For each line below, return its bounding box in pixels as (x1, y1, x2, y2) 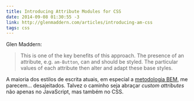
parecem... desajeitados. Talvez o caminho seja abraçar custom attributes (6, 82, 185, 89)
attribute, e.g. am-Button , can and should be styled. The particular (20, 58, 178, 65)
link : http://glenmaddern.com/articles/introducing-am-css (6, 19, 153, 25)
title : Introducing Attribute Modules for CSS (6, 8, 122, 15)
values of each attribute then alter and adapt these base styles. (20, 65, 173, 72)
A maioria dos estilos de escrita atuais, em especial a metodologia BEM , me (6, 76, 188, 83)
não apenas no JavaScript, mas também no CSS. (6, 88, 124, 95)
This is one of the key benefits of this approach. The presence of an (20, 52, 184, 59)
